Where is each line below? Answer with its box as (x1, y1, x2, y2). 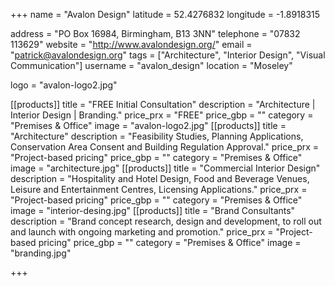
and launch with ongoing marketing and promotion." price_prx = (10, 226, 274, 238)
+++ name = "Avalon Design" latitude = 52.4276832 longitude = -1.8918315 (10, 9, 321, 20)
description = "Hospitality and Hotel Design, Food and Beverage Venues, (10, 173, 310, 184)
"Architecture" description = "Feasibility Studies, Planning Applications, (10, 130, 304, 142)
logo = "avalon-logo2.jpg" (10, 79, 118, 91)
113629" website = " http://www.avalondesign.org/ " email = (10, 39, 253, 50)
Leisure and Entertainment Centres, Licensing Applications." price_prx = (10, 184, 308, 195)
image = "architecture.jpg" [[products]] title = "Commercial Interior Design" (10, 162, 321, 174)
